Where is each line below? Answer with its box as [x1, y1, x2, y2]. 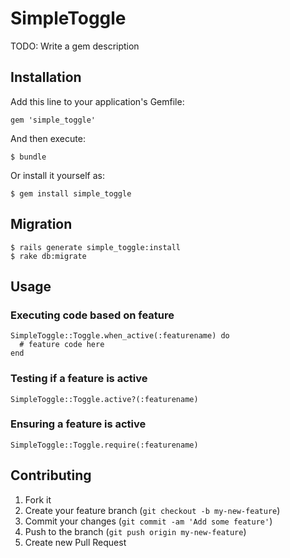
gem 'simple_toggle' [10, 115, 97, 125]
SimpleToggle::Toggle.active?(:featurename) [10, 394, 199, 404]
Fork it [24, 493, 52, 506]
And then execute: [10, 132, 86, 144]
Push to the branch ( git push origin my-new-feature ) [24, 525, 247, 537]
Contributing [10, 467, 92, 484]
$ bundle [10, 152, 47, 162]
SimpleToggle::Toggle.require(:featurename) [10, 440, 199, 450]
